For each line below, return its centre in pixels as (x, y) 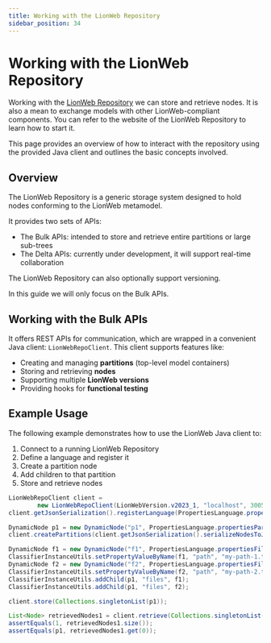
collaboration (42, 263)
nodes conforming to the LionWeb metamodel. (85, 205)
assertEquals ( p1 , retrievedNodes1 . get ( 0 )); (83, 631)
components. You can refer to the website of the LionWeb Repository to (127, 120)
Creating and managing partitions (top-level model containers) (125, 363)
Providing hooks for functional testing (84, 388)
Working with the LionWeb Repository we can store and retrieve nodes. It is (133, 102)
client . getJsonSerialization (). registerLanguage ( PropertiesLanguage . (128, 512)
